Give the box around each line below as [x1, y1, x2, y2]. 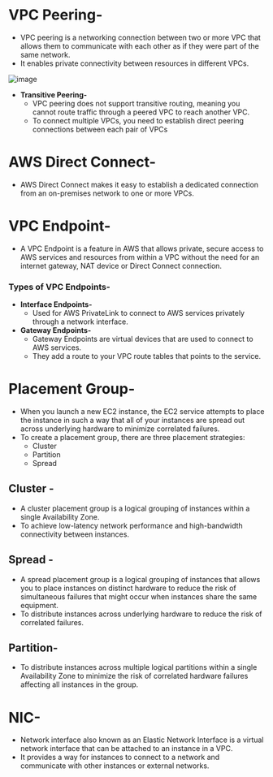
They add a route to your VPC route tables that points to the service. [32, 352, 262, 361]
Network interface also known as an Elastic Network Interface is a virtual [19, 735, 264, 745]
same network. [19, 50, 71, 59]
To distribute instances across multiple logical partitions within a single [19, 663, 258, 672]
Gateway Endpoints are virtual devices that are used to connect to [32, 335, 253, 344]
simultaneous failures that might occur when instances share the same [19, 591, 258, 602]
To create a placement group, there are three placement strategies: [19, 433, 245, 442]
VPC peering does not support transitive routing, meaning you [32, 98, 240, 108]
